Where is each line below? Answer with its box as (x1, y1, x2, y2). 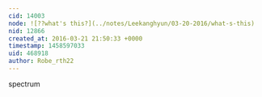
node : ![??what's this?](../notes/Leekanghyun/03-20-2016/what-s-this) (8, 19, 255, 27)
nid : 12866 (8, 27, 45, 35)
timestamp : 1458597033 (8, 42, 85, 50)
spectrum (8, 78, 40, 89)
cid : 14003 (8, 11, 45, 20)
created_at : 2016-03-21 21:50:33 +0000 (8, 34, 143, 43)
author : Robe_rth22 (8, 57, 74, 65)
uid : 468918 (8, 49, 49, 57)
